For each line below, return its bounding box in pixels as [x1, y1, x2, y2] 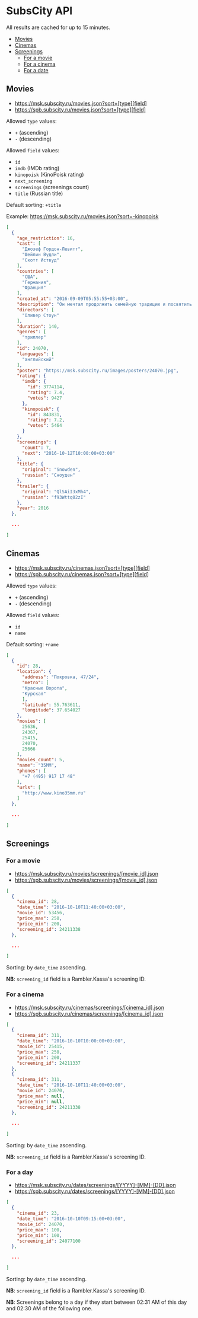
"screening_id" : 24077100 [17, 1238, 81, 1244]
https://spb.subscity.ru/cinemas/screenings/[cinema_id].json [14, 1010, 164, 1017]
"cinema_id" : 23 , [17, 1211, 60, 1217]
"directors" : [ [17, 307, 55, 312]
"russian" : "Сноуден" [21, 473, 76, 478]
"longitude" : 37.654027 [21, 707, 81, 713]
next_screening [14, 178, 53, 184]
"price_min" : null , [17, 1099, 65, 1105]
